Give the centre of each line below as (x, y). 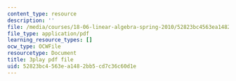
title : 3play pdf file (40, 60)
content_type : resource (42, 14)
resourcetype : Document (42, 54)
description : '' (31, 20)
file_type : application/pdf (48, 33)
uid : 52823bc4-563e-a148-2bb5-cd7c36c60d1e (72, 66)
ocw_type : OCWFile (34, 46)
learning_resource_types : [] (50, 40)
